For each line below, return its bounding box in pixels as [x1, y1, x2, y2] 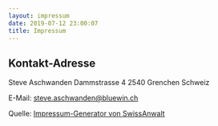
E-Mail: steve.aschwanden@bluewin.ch [8, 93, 139, 103]
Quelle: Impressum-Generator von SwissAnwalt [8, 109, 166, 119]
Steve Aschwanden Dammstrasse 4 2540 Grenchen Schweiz [8, 78, 210, 87]
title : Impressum [8, 26, 67, 35]
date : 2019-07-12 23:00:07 [8, 19, 99, 27]
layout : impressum [8, 11, 70, 20]
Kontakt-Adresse [8, 56, 96, 70]
